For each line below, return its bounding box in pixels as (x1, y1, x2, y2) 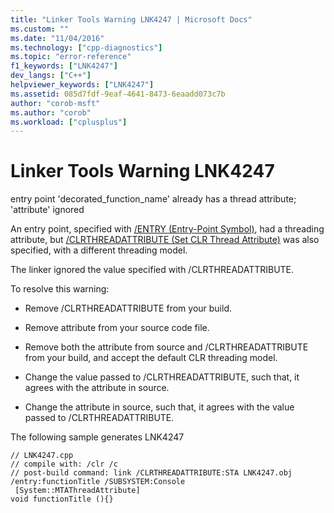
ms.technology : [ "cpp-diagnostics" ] (10, 42, 163, 53)
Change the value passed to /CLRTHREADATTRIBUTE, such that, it (24, 371, 300, 383)
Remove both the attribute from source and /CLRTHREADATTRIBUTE (24, 341, 309, 353)
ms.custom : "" (10, 24, 70, 34)
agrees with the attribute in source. (24, 382, 170, 394)
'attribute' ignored (10, 204, 85, 216)
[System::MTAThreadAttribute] (14, 486, 141, 496)
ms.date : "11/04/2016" (10, 33, 105, 43)
